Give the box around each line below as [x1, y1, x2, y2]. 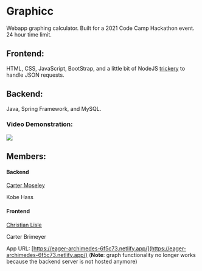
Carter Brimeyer [6, 233, 47, 240]
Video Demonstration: [6, 120, 73, 128]
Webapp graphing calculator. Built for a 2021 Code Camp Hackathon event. [6, 24, 195, 32]
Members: [6, 151, 47, 162]
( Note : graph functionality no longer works [89, 251, 196, 258]
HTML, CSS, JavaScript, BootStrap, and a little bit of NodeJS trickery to [6, 65, 186, 72]
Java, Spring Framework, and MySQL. [6, 105, 102, 112]
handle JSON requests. [6, 71, 65, 79]
